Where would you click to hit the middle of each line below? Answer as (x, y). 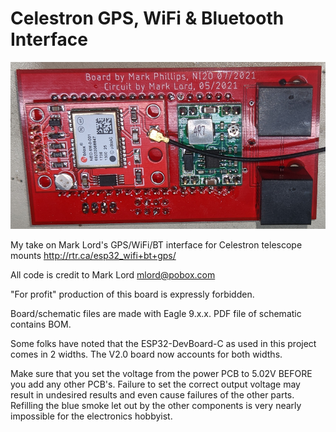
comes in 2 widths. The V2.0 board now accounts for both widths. (146, 354)
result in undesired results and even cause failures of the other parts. (152, 395)
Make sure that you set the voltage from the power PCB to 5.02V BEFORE (161, 374)
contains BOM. (41, 324)
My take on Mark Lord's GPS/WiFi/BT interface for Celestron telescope (156, 245)
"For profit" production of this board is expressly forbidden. (132, 294)
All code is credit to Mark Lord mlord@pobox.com (113, 275)
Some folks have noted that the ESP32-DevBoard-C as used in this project (163, 344)
